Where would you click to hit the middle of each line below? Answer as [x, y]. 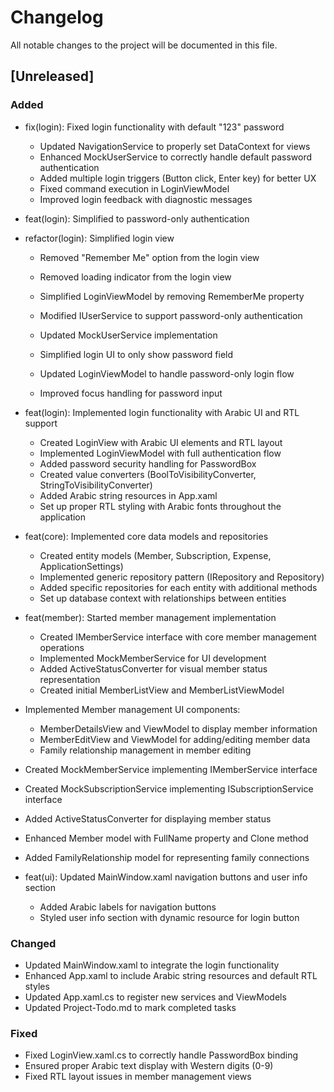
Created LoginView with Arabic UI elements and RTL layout [161, 442]
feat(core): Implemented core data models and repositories [146, 536]
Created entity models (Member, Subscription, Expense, [155, 555]
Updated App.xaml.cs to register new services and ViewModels [155, 997]
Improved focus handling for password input [131, 393]
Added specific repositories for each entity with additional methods [178, 587]
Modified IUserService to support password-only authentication [171, 315]
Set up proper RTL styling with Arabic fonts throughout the [160, 506]
